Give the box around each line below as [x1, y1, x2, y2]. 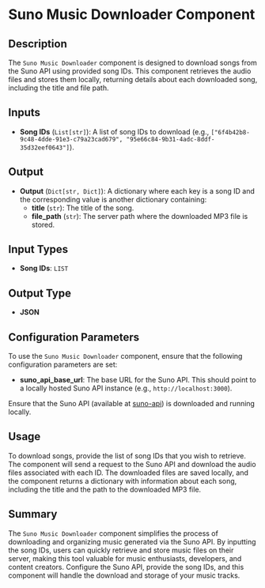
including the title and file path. [8, 83, 109, 92]
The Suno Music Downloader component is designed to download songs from [8, 58, 257, 67]
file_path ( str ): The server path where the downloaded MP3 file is [31, 211, 248, 220]
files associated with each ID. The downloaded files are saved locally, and [8, 468, 249, 477]
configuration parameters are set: [8, 360, 118, 369]
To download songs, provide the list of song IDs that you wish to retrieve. [8, 450, 247, 460]
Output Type [8, 286, 72, 300]
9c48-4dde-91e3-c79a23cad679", [19, 135, 123, 143]
